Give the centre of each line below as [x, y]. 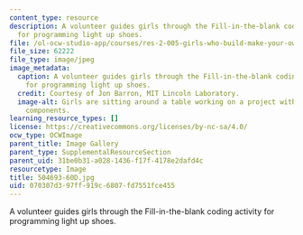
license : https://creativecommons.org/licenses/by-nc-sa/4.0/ [129, 127]
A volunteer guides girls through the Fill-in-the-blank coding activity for [142, 211]
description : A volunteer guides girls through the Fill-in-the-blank [145, 26]
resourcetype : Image [48, 169]
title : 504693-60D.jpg [52, 177]
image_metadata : [40, 69]
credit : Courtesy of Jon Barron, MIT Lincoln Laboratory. [129, 93]
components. [48, 110]
